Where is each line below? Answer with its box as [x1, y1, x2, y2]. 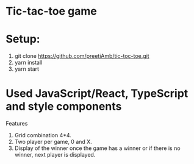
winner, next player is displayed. [14, 151, 96, 159]
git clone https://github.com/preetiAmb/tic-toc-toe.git [14, 52, 150, 60]
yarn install [14, 59, 43, 66]
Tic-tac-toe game [5, 4, 97, 18]
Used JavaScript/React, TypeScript [5, 87, 189, 101]
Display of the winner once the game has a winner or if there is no [14, 144, 181, 152]
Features [5, 120, 28, 127]
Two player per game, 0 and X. [14, 138, 92, 146]
